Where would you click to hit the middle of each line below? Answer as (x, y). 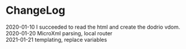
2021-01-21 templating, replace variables (56, 39)
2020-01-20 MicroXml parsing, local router (59, 33)
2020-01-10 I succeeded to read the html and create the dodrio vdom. (93, 27)
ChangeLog (35, 10)
